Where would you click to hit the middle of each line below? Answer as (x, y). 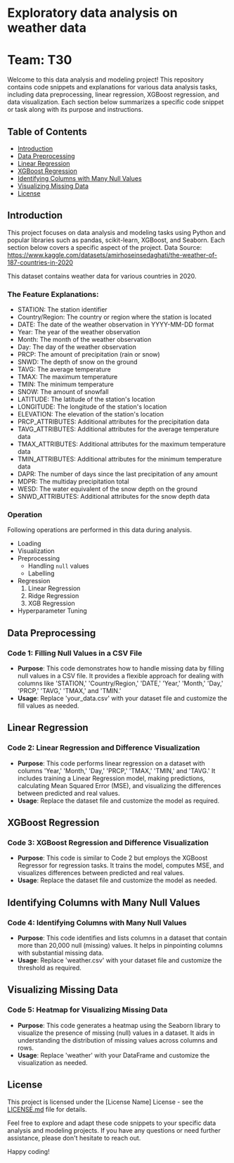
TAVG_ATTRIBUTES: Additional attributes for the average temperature (118, 429)
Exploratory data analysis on (92, 13)
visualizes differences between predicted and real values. (101, 873)
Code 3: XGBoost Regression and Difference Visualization (108, 843)
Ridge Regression (53, 596)
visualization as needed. (52, 1062)
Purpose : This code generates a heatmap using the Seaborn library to (119, 1025)
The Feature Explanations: (53, 294)
